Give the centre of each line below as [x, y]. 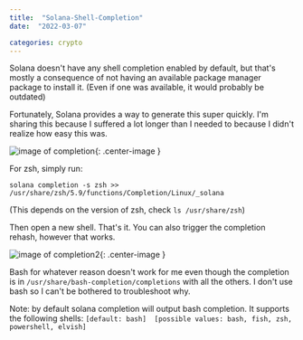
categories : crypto [46, 42]
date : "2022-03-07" [48, 26]
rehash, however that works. [62, 237]
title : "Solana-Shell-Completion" [76, 18]
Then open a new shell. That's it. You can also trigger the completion [137, 228]
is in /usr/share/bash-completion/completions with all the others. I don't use [151, 282]
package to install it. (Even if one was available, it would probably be [137, 88]
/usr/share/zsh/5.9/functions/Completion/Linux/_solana [117, 194]
